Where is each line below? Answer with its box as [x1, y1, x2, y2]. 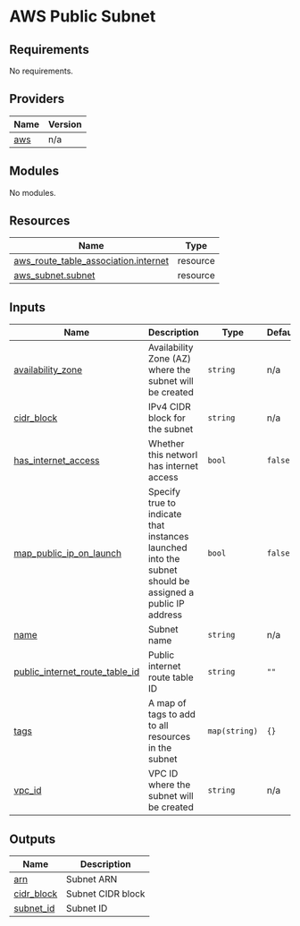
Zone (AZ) [147, 353, 192, 365]
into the [147, 553, 180, 565]
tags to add [147, 709, 196, 721]
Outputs [9, 831, 56, 846]
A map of [147, 697, 187, 709]
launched [147, 541, 187, 554]
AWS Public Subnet [9, 6, 156, 27]
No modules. [9, 187, 56, 198]
